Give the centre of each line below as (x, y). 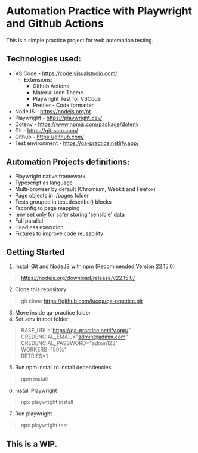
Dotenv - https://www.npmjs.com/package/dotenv (77, 124)
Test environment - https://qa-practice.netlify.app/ (77, 143)
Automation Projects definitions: (68, 162)
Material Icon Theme (58, 92)
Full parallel (29, 221)
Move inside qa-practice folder (53, 313)
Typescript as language (44, 183)
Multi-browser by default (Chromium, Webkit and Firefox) (85, 189)
